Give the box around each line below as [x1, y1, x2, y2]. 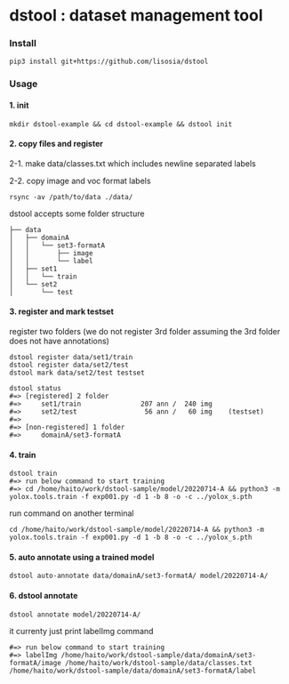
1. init [9, 100, 29, 110]
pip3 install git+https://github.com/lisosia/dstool [9, 57, 209, 67]
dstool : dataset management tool [9, 5, 263, 26]
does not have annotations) [9, 335, 109, 347]
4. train [9, 449, 36, 460]
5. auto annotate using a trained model [9, 551, 155, 562]
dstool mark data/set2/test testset [9, 368, 145, 378]
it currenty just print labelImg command [9, 625, 154, 636]
